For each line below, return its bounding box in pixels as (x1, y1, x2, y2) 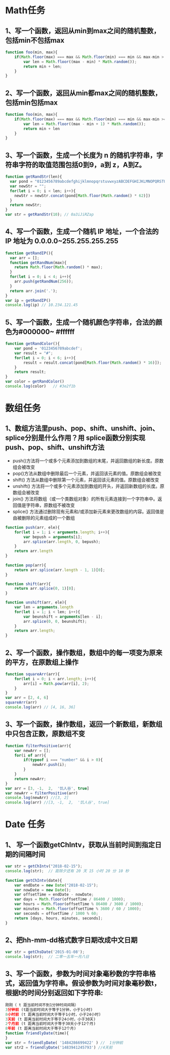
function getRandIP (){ (5, 250, 53, 255)
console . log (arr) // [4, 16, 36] (5, 705, 76, 710)
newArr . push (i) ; (32, 762, 67, 768)
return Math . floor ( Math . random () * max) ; (14, 265, 103, 270)
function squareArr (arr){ (5, 672, 60, 677)
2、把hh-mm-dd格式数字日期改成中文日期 (5, 936, 138, 944)
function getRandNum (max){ (10, 260, 67, 265)
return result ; (14, 369, 47, 375)
